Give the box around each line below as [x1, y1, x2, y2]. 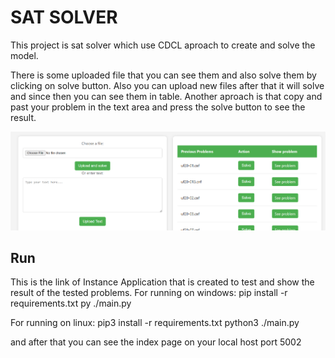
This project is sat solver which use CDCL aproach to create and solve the [10, 39, 316, 51]
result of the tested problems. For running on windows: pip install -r [10, 287, 288, 299]
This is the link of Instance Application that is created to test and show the [10, 276, 315, 288]
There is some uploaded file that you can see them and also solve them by [10, 69, 317, 81]
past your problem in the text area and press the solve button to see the [10, 101, 306, 113]
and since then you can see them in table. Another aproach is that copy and [10, 90, 323, 102]
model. [10, 49, 39, 61]
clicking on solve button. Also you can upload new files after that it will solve [10, 79, 325, 91]
